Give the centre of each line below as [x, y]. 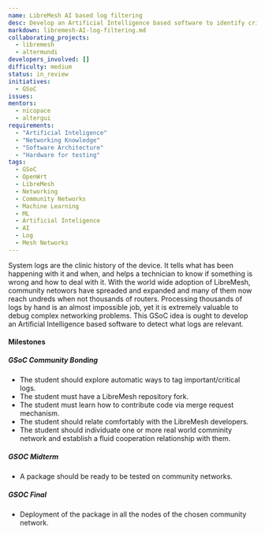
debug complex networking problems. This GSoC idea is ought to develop [128, 316]
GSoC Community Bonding [53, 360]
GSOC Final [28, 495]
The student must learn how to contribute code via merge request [127, 405]
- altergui [33, 118]
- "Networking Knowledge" [58, 140]
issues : [21, 96]
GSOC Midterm [34, 456]
